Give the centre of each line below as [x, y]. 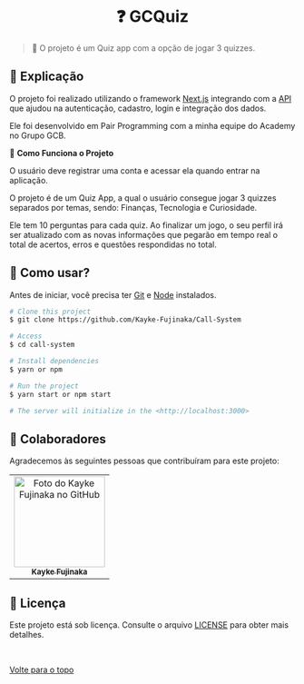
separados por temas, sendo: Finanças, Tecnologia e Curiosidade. [133, 207]
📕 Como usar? [50, 273]
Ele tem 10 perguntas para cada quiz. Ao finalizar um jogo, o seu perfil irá [147, 225]
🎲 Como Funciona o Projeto [62, 153]
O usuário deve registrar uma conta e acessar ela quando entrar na [135, 170]
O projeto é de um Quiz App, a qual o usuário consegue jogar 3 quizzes [143, 198]
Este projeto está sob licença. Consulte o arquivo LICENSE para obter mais [149, 625]
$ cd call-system [42, 345]
